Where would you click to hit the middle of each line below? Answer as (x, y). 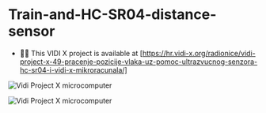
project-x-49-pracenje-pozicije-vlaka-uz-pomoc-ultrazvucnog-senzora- (139, 62)
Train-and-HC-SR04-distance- (112, 15)
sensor (32, 31)
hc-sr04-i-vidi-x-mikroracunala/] (74, 70)
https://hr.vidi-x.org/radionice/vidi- (199, 53)
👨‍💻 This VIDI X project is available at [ (81, 53)
